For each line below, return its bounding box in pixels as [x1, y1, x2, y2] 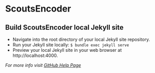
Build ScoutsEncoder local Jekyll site [5, 23, 124, 32]
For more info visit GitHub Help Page [5, 62, 82, 68]
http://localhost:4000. [12, 52, 58, 58]
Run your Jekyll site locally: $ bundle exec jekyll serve [12, 42, 129, 48]
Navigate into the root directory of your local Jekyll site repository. [12, 36, 150, 42]
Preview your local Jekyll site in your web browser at [12, 47, 122, 53]
